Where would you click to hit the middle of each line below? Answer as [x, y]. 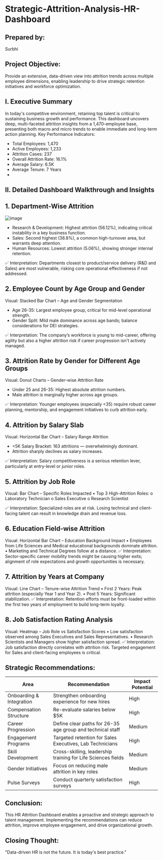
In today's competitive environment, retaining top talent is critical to [72, 113]
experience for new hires [81, 702]
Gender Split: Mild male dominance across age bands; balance [74, 320]
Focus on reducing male [81, 766]
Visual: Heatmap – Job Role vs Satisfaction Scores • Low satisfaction [74, 631]
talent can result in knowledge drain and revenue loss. [73, 514]
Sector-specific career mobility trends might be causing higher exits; [74, 556]
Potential [142, 688]
